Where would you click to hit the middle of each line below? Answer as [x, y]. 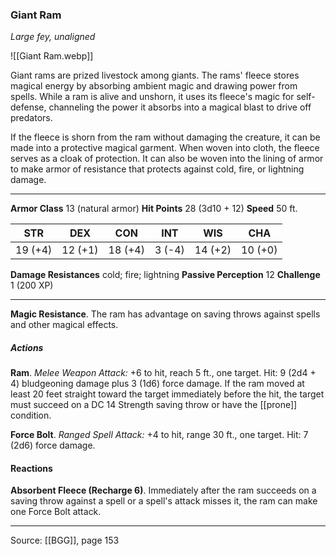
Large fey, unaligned [53, 37]
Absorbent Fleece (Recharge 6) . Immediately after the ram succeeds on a [163, 490]
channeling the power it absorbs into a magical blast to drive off [180, 107]
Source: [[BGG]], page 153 [65, 540]
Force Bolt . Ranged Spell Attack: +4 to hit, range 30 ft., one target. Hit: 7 [159, 435]
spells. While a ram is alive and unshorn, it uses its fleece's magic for [152, 97]
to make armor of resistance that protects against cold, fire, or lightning [157, 169]
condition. [31, 415]
